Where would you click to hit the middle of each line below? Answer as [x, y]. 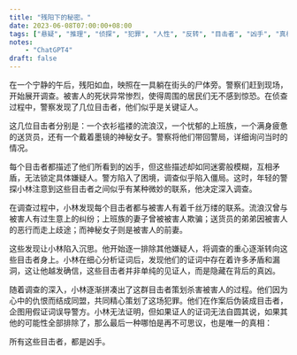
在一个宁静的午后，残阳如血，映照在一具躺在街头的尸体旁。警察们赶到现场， [148, 85]
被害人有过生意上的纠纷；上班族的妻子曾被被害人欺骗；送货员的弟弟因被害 [145, 219]
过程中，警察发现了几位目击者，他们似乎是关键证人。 [106, 107]
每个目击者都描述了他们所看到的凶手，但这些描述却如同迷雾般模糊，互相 [141, 166]
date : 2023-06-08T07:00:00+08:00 [71, 26]
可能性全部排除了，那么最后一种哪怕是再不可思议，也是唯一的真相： [148, 323]
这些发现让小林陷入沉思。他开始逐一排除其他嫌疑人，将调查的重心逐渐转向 [145, 248]
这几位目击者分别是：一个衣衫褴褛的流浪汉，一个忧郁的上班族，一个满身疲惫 [148, 126]
